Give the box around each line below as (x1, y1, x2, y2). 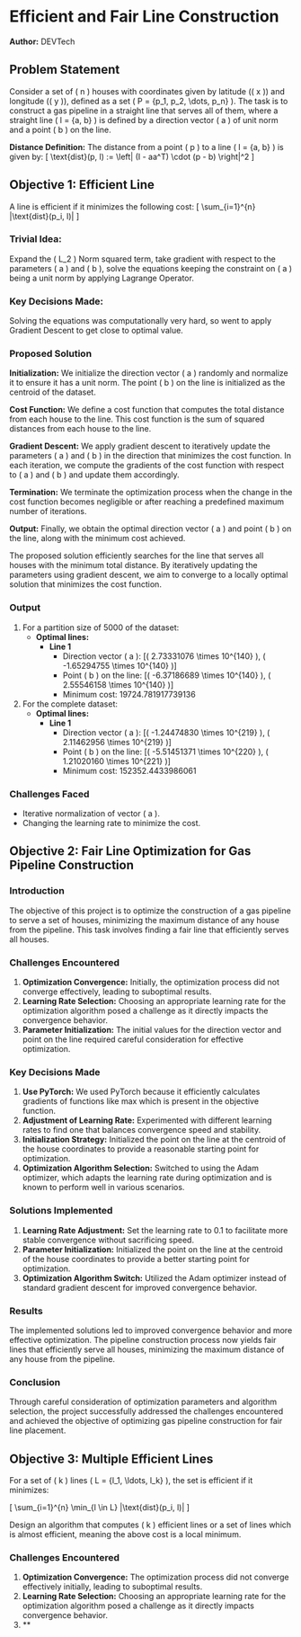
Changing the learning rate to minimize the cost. (22, 818, 201, 829)
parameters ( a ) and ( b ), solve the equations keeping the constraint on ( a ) (9, 262, 293, 273)
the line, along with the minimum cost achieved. (9, 533, 186, 544)
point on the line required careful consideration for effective (22, 1034, 244, 1045)
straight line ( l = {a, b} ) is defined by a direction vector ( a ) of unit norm (9, 114, 279, 125)
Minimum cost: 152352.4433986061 (62, 765, 197, 776)
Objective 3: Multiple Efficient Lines (9, 1451, 214, 1466)
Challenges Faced (9, 787, 90, 800)
